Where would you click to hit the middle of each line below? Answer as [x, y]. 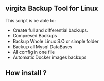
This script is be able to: [31, 20]
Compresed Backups [35, 35]
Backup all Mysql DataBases [43, 46]
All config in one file [34, 52]
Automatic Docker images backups [49, 57]
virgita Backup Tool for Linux [52, 8]
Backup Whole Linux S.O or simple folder [56, 41]
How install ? [26, 73]
